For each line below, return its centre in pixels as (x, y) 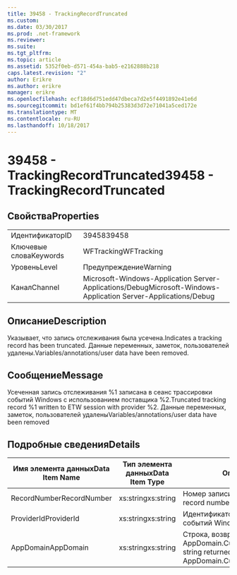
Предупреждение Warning (127, 267)
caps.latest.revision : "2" (47, 73)
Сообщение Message (55, 375)
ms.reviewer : (26, 40)
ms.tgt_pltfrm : (30, 54)
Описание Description (57, 321)
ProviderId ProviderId (45, 518)
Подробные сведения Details (74, 444)
